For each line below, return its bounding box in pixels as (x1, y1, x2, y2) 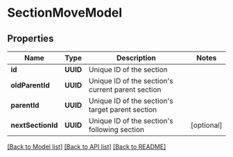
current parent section (88, 85, 162, 94)
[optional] (190, 120, 223, 130)
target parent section (88, 105, 157, 114)
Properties (7, 33, 54, 44)
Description (116, 53, 156, 63)
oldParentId (10, 81, 50, 90)
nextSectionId (10, 120, 58, 130)
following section (88, 125, 144, 134)
